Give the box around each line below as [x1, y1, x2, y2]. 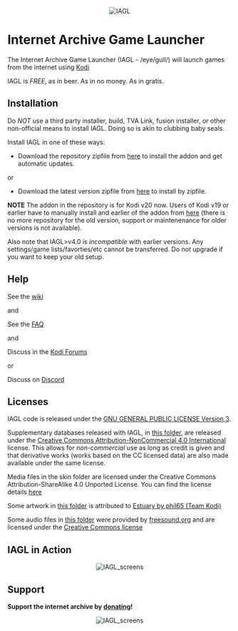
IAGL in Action [7, 543, 72, 556]
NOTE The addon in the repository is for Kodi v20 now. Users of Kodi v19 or [7, 201, 229, 209]
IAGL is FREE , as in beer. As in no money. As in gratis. [7, 76, 165, 85]
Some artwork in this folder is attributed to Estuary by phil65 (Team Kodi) [7, 502, 222, 510]
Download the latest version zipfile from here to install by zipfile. [17, 186, 207, 196]
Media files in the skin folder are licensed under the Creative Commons [7, 473, 216, 481]
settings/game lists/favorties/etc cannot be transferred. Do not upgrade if [7, 245, 223, 253]
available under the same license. [7, 459, 105, 468]
